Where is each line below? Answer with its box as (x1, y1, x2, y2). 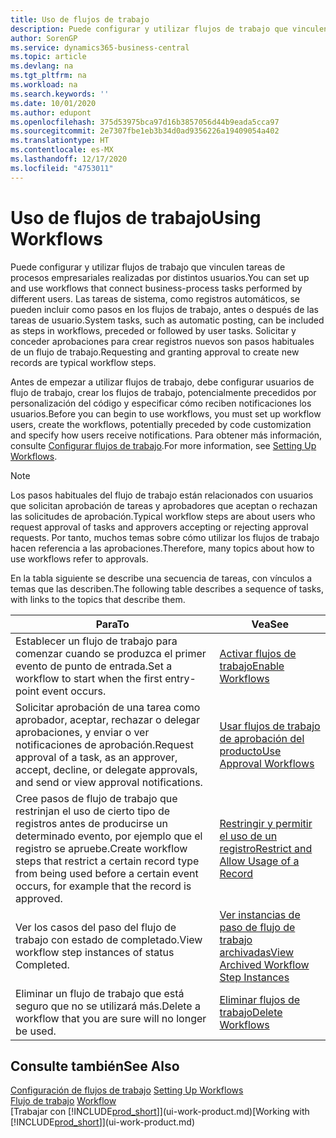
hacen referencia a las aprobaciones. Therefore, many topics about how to (10, 542, 315, 554)
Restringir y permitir (219, 816, 313, 830)
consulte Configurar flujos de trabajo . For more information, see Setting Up (10, 439, 317, 451)
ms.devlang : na (10, 61, 74, 71)
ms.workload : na (10, 80, 78, 90)
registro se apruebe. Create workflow (15, 841, 188, 855)
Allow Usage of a (219, 854, 300, 868)
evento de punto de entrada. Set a (15, 659, 173, 673)
